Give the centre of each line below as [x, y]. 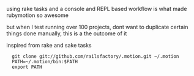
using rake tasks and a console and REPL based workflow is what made [97, 9]
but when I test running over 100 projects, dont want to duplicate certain [97, 27]
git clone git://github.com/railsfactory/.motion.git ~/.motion [95, 57]
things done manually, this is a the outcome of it [67, 33]
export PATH [27, 67]
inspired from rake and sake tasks [49, 45]
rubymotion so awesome [38, 15]
